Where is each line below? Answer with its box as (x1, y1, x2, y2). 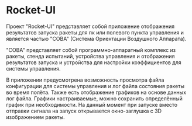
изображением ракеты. (6, 113, 66, 120)
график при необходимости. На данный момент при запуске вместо (6, 101, 177, 108)
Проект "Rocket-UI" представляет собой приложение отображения (6, 23, 175, 30)
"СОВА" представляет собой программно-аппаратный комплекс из (6, 46, 176, 53)
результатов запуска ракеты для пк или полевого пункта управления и (6, 29, 184, 36)
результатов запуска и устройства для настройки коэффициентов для (6, 59, 181, 66)
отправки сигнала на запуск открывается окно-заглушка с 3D (6, 107, 162, 114)
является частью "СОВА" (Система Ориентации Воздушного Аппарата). (6, 35, 187, 42)
